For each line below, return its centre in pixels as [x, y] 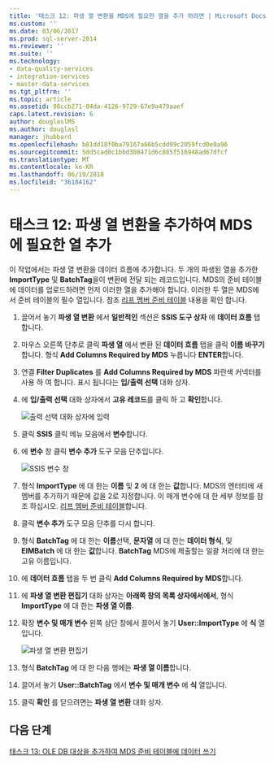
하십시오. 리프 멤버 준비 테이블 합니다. [88, 506]
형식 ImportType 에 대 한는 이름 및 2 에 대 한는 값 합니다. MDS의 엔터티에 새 [142, 485]
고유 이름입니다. [46, 561]
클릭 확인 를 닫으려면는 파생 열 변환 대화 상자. [92, 702]
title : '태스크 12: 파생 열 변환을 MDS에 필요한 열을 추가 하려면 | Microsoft [129, 16]
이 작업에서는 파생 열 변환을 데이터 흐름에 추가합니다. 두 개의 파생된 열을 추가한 [134, 269]
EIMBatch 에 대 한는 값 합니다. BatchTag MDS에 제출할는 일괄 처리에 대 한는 [143, 550]
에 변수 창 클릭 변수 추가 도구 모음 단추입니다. [92, 451]
